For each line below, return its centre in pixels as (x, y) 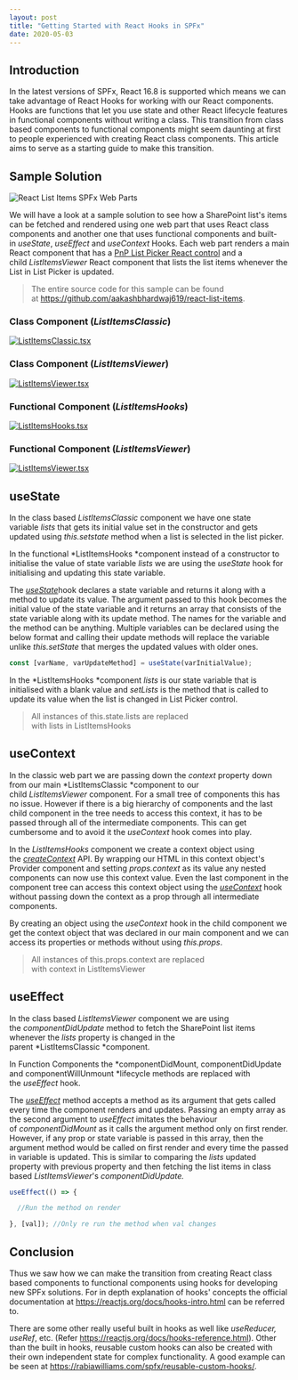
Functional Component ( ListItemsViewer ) (100, 449)
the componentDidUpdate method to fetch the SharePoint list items (133, 1027)
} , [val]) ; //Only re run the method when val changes (113, 1224)
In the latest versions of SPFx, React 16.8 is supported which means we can (148, 92)
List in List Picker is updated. (62, 272)
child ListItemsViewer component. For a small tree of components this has (145, 794)
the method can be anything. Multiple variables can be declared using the (144, 628)
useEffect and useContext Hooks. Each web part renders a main (172, 243)
